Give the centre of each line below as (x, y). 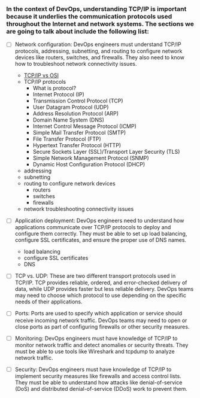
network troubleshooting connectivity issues (79, 209)
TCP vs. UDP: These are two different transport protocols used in (95, 276)
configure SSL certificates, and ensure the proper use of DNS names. (101, 240)
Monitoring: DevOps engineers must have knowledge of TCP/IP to (96, 338)
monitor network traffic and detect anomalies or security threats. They (101, 345)
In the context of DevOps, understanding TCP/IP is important (96, 9)
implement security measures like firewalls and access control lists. (98, 376)
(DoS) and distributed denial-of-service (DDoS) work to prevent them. (101, 388)
